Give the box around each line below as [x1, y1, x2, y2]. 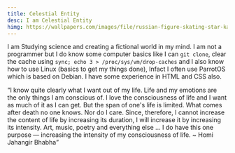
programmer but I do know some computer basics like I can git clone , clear [7, 50, 227, 58]
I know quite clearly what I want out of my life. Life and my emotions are [10, 86, 218, 95]
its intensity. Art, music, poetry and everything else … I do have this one [7, 124, 214, 132]
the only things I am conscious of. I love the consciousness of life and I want [7, 93, 227, 102]
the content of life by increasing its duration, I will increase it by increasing [7, 116, 222, 124]
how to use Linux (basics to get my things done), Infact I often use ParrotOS [7, 65, 226, 74]
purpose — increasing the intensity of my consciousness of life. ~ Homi [7, 131, 213, 139]
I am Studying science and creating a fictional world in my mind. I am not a [7, 43, 222, 51]
